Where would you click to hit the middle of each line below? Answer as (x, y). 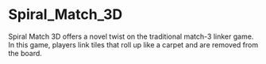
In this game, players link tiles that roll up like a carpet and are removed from (133, 44)
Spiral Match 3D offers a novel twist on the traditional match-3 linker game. (131, 36)
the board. (25, 53)
